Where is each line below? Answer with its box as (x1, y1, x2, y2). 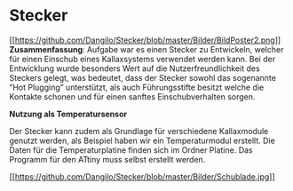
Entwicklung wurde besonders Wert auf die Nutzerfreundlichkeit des (9, 63, 260, 74)
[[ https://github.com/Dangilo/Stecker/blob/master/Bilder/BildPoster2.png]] (9, 35, 281, 45)
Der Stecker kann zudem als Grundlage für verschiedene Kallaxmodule (9, 125, 269, 136)
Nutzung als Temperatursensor (9, 108, 127, 119)
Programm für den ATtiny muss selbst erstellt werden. (9, 154, 206, 164)
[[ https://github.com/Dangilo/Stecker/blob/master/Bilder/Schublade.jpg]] (9, 171, 275, 182)
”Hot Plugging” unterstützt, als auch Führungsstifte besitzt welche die (9, 82, 265, 92)
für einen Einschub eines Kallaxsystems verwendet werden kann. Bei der (9, 53, 276, 64)
